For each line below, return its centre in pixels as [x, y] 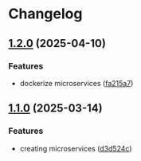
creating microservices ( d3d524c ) [76, 148]
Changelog [45, 14]
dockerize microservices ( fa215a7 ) [76, 83]
